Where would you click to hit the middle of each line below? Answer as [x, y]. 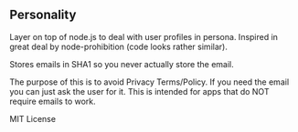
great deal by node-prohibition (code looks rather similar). [119, 46]
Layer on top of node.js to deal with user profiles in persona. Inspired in [144, 36]
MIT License [33, 118]
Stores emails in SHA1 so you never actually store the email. [122, 64]
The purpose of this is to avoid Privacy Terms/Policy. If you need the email [149, 82]
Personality [43, 15]
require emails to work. [53, 101]
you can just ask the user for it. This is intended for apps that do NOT [139, 91]
